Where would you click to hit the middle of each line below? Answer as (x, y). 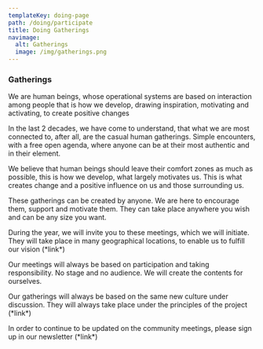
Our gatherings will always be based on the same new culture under (119, 296)
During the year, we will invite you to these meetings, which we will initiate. (129, 233)
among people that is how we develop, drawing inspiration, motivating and (128, 105)
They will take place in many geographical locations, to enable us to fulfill (126, 241)
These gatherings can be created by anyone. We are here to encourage (124, 200)
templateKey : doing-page (49, 15)
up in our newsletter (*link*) (53, 337)
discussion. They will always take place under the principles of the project (128, 305)
